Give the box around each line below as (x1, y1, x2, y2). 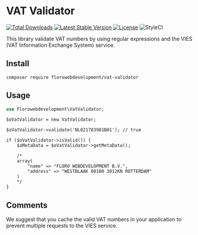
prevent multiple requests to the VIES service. (6, 222, 118, 229)
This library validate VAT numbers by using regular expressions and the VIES (6, 35, 193, 42)
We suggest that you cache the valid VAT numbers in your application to (6, 216, 182, 223)
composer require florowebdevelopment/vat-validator (6, 74, 139, 81)
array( (17, 158, 33, 164)
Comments (6, 200, 48, 210)
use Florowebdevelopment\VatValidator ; (6, 106, 105, 112)
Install (6, 59, 30, 69)
